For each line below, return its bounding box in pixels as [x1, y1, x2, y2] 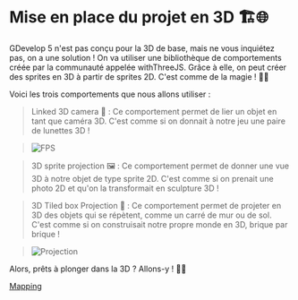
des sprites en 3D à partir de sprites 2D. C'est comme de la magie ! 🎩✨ [9, 71, 269, 81]
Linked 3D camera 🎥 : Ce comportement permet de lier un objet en [30, 106, 277, 116]
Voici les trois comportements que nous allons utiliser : [9, 89, 211, 99]
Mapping [9, 280, 42, 291]
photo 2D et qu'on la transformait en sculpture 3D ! [30, 183, 219, 193]
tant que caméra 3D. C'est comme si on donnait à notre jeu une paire [30, 116, 286, 126]
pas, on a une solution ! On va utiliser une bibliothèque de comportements [9, 52, 282, 63]
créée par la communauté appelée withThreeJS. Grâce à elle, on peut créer [9, 62, 287, 73]
